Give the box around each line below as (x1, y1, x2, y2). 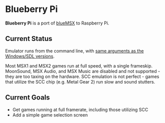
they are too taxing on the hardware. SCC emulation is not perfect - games (5, 73, 159, 79)
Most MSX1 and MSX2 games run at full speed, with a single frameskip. (5, 62, 153, 68)
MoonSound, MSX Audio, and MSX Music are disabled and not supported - (5, 68, 160, 74)
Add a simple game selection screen (12, 111, 88, 118)
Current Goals (5, 93, 50, 102)
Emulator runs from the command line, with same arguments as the (5, 47, 144, 53)
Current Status (5, 34, 53, 43)
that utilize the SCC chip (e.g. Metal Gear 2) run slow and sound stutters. (5, 78, 155, 84)
